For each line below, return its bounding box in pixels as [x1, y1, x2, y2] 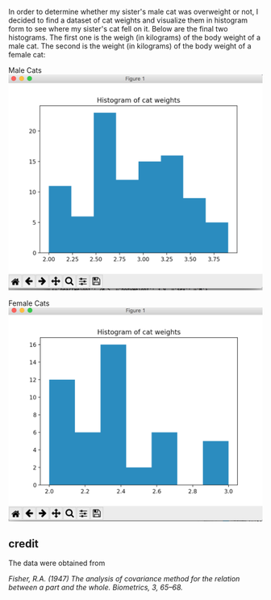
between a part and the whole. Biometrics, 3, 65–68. [8, 582, 183, 593]
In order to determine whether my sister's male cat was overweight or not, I [8, 7, 259, 16]
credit [8, 537, 39, 551]
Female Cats [8, 298, 50, 308]
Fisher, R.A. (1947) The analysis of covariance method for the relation [8, 574, 240, 584]
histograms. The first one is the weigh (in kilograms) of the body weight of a [8, 32, 261, 42]
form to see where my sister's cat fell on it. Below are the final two [8, 24, 228, 33]
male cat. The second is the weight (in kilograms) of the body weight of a [8, 41, 252, 51]
